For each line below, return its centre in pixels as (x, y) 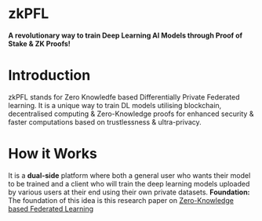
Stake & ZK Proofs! (39, 43)
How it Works (53, 154)
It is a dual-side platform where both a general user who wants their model (129, 175)
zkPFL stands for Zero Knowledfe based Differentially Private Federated (124, 97)
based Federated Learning (51, 208)
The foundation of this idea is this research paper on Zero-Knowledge (121, 200)
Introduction (49, 76)
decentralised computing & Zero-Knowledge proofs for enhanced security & (131, 114)
